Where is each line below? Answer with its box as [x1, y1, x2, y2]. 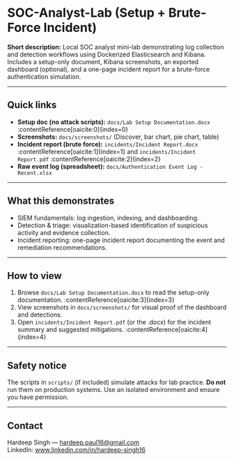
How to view [7, 270, 62, 282]
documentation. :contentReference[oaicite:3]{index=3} [17, 296, 175, 304]
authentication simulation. [7, 72, 81, 81]
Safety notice [7, 359, 68, 371]
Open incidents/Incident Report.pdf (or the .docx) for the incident [17, 318, 211, 326]
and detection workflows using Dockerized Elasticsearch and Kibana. [7, 50, 206, 59]
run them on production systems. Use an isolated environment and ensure [7, 386, 220, 394]
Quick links [7, 99, 57, 111]
